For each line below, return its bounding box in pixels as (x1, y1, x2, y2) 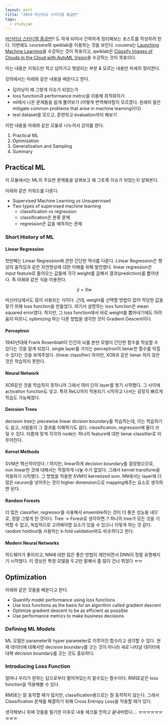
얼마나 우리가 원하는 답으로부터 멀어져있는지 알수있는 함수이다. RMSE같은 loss (5, 675, 158, 681)
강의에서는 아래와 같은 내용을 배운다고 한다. (5, 76, 90, 82)
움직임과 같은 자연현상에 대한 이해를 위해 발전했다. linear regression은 (14, 264, 152, 270)
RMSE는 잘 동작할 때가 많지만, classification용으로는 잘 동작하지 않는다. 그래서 (5, 692, 159, 698)
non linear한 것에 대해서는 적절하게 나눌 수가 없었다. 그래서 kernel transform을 (5, 467, 160, 473)
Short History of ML (5, 233, 54, 240)
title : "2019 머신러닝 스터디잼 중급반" (5, 12, 79, 17)
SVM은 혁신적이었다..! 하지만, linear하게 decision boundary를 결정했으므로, (5, 461, 154, 466)
